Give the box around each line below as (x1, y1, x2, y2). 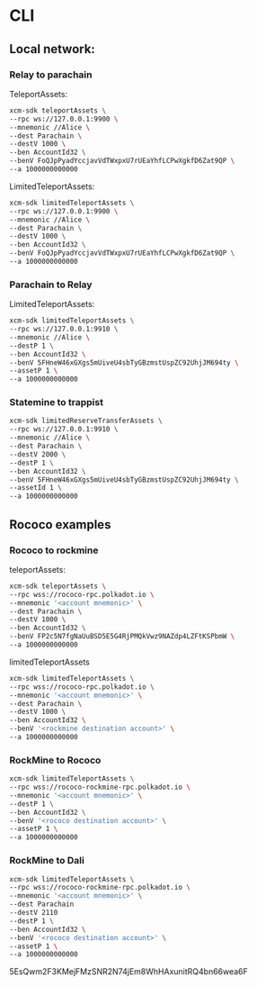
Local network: (9, 41, 96, 57)
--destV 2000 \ (9, 449, 66, 459)
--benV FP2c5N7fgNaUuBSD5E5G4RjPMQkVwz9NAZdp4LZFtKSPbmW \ (9, 632, 235, 641)
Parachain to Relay (9, 278, 93, 291)
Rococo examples (9, 517, 111, 532)
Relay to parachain (9, 68, 93, 81)
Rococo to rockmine (9, 544, 99, 556)
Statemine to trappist (9, 396, 103, 409)
